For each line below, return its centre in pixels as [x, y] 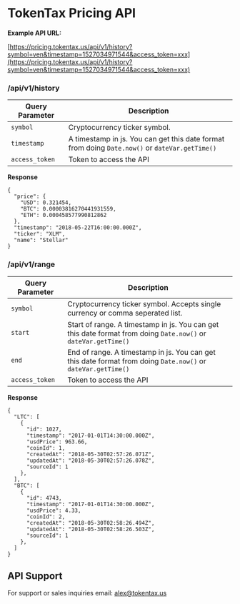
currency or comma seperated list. [125, 313]
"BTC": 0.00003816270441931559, [68, 209]
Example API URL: [35, 33]
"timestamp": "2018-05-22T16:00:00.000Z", [78, 228]
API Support [35, 576]
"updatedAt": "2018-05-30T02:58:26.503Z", [90, 529]
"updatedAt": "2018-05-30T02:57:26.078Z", [90, 460]
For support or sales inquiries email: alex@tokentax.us [87, 593]
